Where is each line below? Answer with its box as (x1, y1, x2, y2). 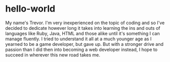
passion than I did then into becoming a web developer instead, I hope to (5, 46, 158, 52)
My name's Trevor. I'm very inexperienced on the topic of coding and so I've (5, 20, 165, 26)
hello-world (5, 3, 56, 15)
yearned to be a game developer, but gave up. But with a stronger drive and (5, 41, 164, 47)
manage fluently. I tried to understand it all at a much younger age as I (5, 36, 152, 42)
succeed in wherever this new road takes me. (5, 51, 100, 58)
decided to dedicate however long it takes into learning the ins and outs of (5, 25, 161, 31)
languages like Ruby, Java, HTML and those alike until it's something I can (5, 30, 160, 36)
